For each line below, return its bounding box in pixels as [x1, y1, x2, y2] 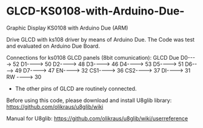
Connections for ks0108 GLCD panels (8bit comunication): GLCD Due [6, 54, 179, 61]
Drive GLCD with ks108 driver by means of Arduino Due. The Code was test [6, 36, 195, 43]
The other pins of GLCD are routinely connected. [15, 85, 137, 92]
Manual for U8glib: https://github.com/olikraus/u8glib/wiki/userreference [6, 115, 188, 122]
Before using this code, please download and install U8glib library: [6, 97, 172, 104]
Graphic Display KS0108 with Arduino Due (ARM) [6, 24, 128, 31]
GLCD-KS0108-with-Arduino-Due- [6, 4, 185, 18]
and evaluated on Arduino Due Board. [6, 42, 100, 50]
